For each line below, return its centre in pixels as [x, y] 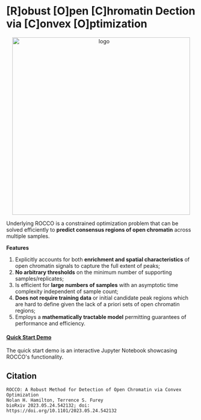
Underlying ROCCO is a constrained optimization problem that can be [92, 223]
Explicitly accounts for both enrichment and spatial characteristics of [102, 259]
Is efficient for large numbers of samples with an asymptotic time [97, 285]
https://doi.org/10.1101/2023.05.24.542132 [62, 410]
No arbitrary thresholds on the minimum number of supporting [94, 272]
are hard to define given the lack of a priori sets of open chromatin [97, 304]
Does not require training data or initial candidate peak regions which [101, 298]
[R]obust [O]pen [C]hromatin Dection [101, 11]
